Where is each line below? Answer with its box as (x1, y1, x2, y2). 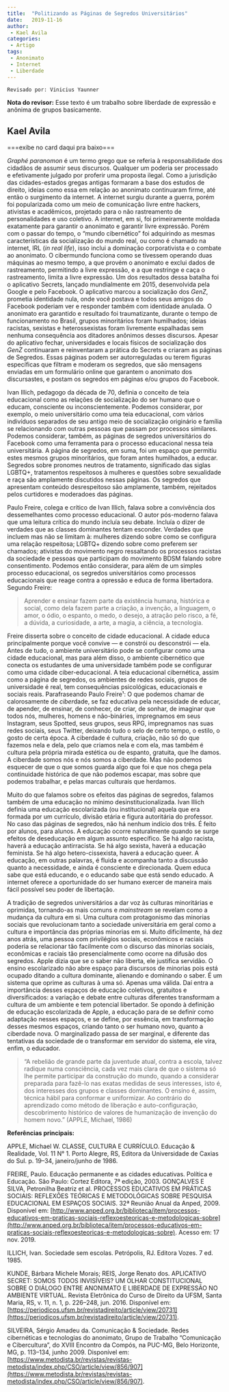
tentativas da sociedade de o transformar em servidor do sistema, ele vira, (7, 1037, 217, 1045)
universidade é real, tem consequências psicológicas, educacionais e (7, 683, 203, 691)
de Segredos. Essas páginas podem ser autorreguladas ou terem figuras (7, 353, 212, 362)
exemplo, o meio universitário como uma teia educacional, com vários (7, 410, 204, 419)
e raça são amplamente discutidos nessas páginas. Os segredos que (7, 475, 201, 484)
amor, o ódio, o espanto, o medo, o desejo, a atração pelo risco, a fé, (23, 611, 218, 620)
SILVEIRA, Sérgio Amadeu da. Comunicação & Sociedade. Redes (7, 1326, 189, 1334)
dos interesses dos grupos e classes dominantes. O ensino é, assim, (23, 1086, 217, 1095)
